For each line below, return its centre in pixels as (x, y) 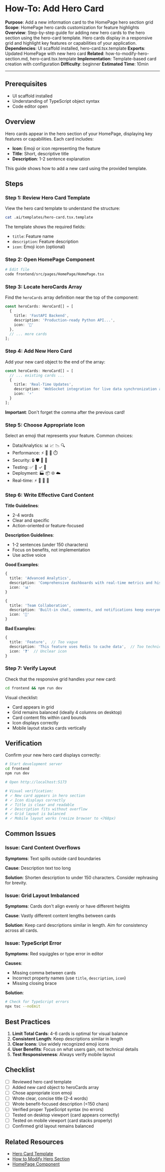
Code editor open (30, 106)
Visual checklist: (22, 697)
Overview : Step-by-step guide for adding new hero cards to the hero (75, 32)
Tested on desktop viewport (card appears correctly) (66, 1115)
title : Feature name (33, 236)
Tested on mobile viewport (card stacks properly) (62, 1120)
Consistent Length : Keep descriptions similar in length (68, 1039)
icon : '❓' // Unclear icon (38, 651)
